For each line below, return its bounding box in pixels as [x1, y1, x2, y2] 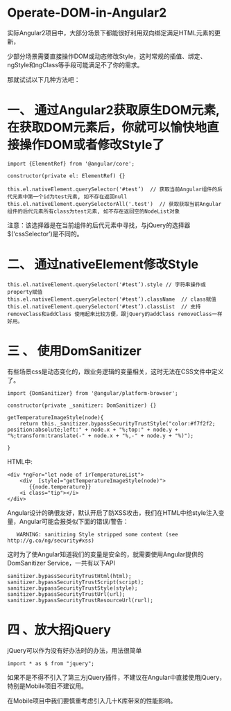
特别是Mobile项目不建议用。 [7, 681, 88, 690]
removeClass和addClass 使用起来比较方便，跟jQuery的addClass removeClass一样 [7, 310, 223, 317]
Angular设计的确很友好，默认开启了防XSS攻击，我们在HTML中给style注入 [7, 508, 219, 517]
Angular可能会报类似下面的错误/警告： [19, 517, 130, 525]
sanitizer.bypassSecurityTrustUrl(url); [7, 590, 126, 597]
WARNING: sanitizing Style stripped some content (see [16, 531, 178, 538]
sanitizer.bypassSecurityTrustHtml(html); [7, 572, 132, 579]
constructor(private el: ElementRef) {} [7, 172, 126, 179]
